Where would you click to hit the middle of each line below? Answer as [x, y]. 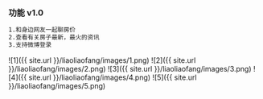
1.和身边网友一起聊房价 [42, 30]
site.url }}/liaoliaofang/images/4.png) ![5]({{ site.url [113, 77]
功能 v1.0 [26, 12]
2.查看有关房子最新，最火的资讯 [54, 38]
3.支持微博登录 [30, 45]
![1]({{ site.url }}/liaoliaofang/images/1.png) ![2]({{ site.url [102, 60]
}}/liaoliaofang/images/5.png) [57, 85]
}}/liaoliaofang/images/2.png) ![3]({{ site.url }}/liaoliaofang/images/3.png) [130, 68]
